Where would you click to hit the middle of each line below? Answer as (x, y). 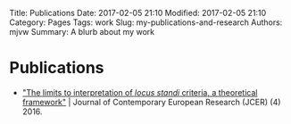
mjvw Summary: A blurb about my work (82, 32)
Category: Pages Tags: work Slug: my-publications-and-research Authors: (146, 22)
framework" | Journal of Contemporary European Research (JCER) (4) (151, 102)
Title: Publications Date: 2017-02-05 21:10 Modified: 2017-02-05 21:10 (138, 13)
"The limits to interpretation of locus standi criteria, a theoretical (140, 92)
